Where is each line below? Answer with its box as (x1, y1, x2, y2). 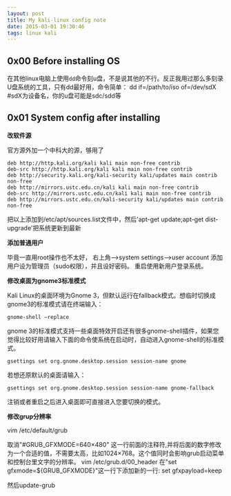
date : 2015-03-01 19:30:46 (7, 23, 85, 30)
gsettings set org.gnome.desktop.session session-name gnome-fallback (7, 385, 214, 392)
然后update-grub (7, 481, 56, 489)
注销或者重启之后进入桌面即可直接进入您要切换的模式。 (7, 397, 164, 405)
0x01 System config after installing (7, 112, 161, 124)
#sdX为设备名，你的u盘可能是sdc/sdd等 (7, 91, 122, 100)
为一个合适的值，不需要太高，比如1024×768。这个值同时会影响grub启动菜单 (7, 449, 224, 457)
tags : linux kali (7, 29, 57, 37)
